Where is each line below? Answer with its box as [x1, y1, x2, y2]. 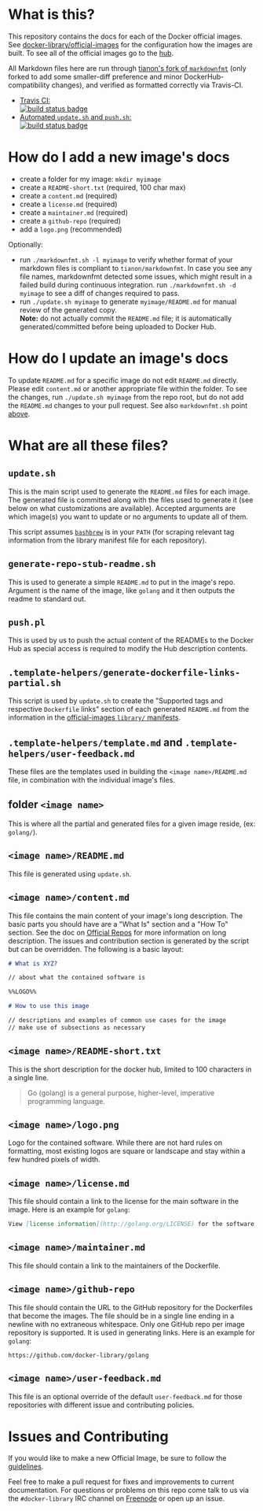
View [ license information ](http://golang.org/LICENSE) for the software [8, 1220, 255, 1228]
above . [8, 409, 31, 418]
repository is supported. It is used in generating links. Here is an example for [8, 1328, 255, 1337]
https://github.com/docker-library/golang [8, 1351, 149, 1359]
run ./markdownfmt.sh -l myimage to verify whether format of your [19, 254, 233, 265]
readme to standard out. [8, 594, 86, 603]
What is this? [8, 6, 96, 24]
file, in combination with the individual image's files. [8, 776, 175, 785]
